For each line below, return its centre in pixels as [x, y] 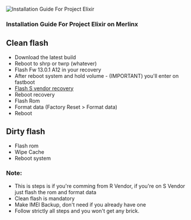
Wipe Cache [29, 152]
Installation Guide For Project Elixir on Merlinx [72, 24]
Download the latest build [45, 57]
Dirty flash [26, 132]
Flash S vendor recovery [44, 88]
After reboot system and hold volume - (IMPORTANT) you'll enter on [97, 75]
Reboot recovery [35, 94]
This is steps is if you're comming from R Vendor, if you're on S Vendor [100, 186]
